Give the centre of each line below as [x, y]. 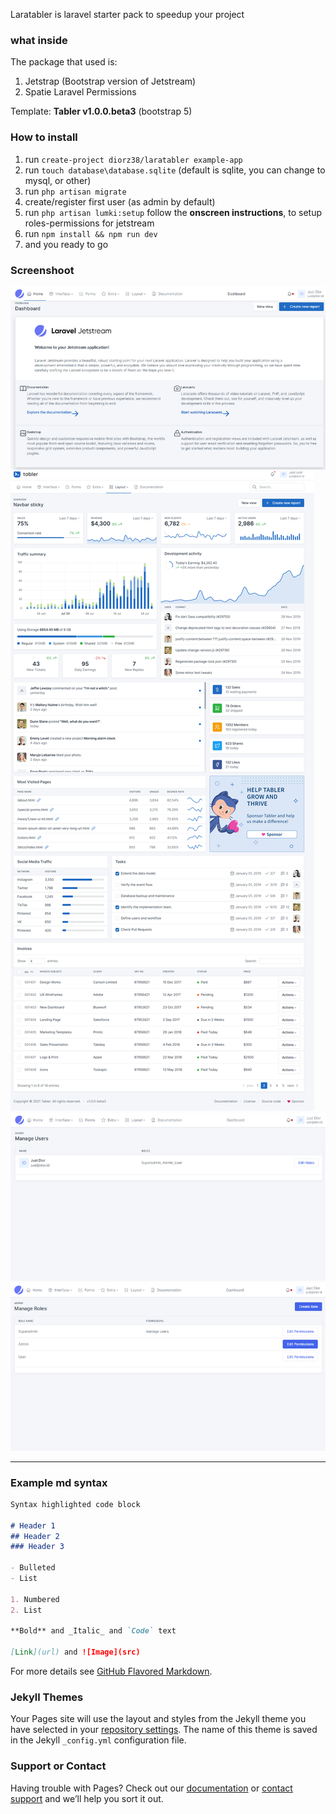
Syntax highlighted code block [75, 1504]
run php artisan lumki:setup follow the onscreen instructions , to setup [173, 212]
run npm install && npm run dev [91, 233]
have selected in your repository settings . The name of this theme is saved [164, 1730]
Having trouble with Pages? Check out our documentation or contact [151, 1788]
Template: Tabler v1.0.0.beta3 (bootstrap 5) [101, 111]
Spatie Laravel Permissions [80, 92]
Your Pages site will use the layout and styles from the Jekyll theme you [158, 1719]
